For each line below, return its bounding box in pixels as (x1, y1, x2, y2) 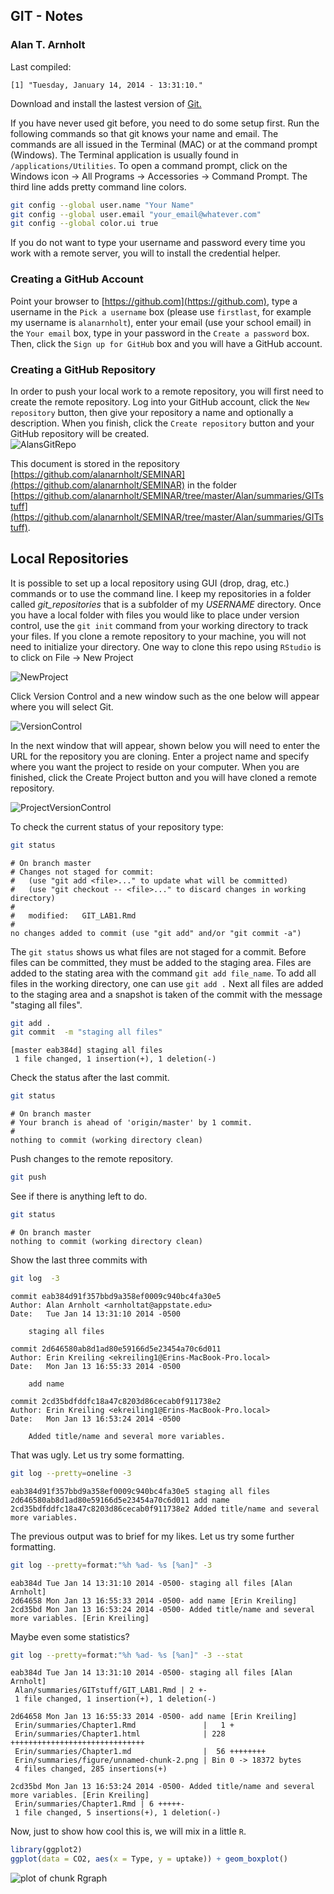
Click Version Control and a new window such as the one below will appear (10, 690, 320, 702)
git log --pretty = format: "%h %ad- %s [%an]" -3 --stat (10, 1650, 244, 1660)
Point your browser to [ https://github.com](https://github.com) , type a (10, 295, 298, 307)
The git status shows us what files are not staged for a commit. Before (10, 945, 307, 958)
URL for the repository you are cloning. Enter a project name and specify (10, 750, 310, 762)
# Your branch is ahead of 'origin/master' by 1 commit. (10, 1118, 253, 1128)
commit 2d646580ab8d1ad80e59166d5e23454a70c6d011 (10, 1344, 222, 1354)
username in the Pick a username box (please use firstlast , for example (10, 305, 312, 318)
